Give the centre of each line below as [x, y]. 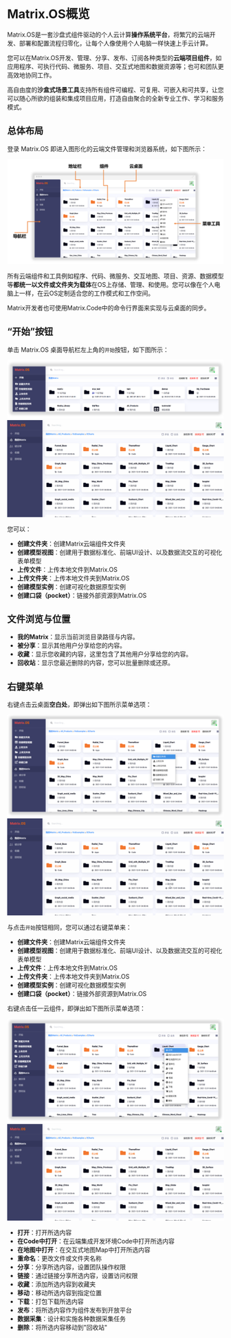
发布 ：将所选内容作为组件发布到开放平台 [74, 1310]
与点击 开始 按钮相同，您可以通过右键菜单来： [69, 927]
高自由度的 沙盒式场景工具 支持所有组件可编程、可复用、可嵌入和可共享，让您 [115, 90]
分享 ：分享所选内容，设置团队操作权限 [71, 1267]
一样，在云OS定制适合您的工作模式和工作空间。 [87, 293]
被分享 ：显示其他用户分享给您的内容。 [71, 646]
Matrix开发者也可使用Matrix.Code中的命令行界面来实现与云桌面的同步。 [109, 308]
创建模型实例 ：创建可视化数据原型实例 [71, 586]
